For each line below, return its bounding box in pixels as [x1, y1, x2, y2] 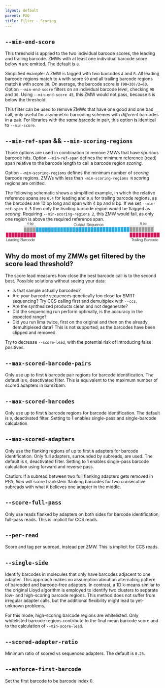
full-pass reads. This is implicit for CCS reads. [5, 516, 99, 522]
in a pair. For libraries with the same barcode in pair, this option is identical [5, 117, 156, 123]
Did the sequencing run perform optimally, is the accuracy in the [12, 309, 143, 315]
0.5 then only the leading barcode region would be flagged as [25, 206, 150, 211]
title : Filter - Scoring [5, 18, 56, 23]
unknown [5, 603, 24, 609]
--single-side [5, 559, 48, 566]
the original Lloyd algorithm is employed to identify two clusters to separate [5, 587, 159, 593]
